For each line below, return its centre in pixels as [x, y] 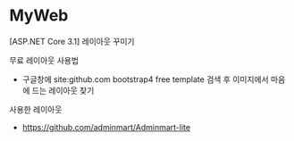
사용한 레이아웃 [36, 109]
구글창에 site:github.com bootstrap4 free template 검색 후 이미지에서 [146, 79]
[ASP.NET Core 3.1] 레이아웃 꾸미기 [72, 41]
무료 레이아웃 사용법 [44, 60]
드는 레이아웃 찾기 [63, 90]
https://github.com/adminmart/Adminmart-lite [106, 127]
